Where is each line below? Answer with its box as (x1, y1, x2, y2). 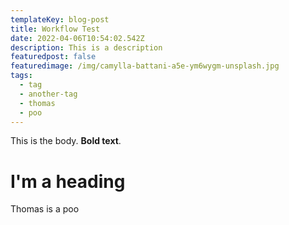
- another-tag (19, 89, 78, 99)
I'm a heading (10, 170, 126, 193)
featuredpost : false (10, 52, 97, 62)
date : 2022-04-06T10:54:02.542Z (10, 33, 145, 43)
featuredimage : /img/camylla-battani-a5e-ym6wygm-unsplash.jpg (10, 61, 280, 71)
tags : (10, 71, 33, 81)
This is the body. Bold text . (10, 135, 122, 147)
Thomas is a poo (10, 203, 80, 215)
